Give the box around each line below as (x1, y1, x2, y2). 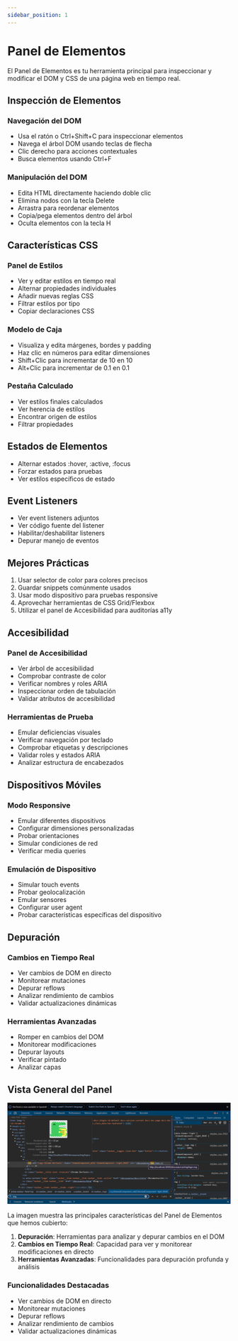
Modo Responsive (7, 800, 71, 810)
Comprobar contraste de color (17, 671, 106, 680)
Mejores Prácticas (7, 557, 90, 569)
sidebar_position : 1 (7, 11, 69, 18)
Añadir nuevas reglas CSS (17, 292, 94, 300)
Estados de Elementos (7, 440, 108, 452)
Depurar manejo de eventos (17, 536, 99, 545)
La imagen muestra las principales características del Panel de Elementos (7, 1211, 222, 1220)
